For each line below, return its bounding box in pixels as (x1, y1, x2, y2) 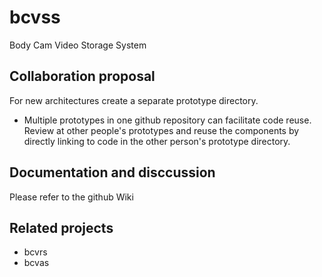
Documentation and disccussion (9, 164, 216, 181)
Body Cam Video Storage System (9, 39, 147, 51)
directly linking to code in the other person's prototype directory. (23, 135, 291, 147)
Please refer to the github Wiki (9, 191, 134, 203)
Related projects (9, 219, 114, 236)
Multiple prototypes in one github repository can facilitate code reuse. (23, 114, 312, 126)
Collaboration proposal (9, 68, 156, 85)
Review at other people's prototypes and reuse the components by (23, 124, 300, 136)
